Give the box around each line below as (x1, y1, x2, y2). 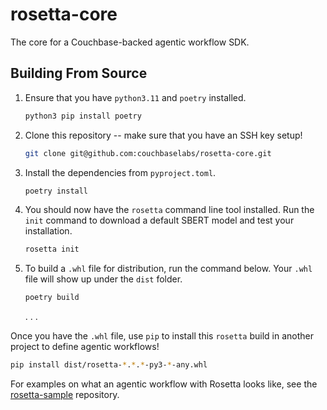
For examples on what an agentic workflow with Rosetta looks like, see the (10, 378, 318, 390)
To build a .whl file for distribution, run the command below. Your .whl (24, 263, 313, 275)
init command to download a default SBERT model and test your (24, 214, 295, 227)
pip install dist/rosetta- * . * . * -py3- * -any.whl (10, 360, 208, 370)
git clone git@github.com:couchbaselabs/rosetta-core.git (24, 148, 272, 158)
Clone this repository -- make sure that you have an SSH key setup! (24, 129, 303, 141)
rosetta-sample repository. (10, 389, 120, 400)
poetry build (24, 293, 80, 303)
